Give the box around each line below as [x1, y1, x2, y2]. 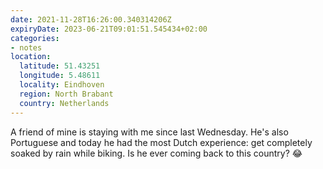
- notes [10, 42, 43, 53]
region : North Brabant [19, 89, 114, 99]
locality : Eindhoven [19, 80, 105, 90]
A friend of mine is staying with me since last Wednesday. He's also [10, 126, 289, 138]
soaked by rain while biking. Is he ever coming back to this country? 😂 [10, 147, 303, 159]
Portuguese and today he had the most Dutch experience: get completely [10, 136, 313, 148]
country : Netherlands [19, 98, 110, 108]
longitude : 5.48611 [19, 71, 101, 81]
